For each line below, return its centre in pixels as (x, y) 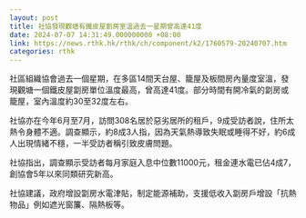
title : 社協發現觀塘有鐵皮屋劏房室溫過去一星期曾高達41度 (106, 26)
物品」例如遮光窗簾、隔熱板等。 (69, 204)
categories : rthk (42, 52)
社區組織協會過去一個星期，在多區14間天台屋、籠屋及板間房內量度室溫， (145, 79)
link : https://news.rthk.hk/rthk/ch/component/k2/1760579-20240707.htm (148, 43)
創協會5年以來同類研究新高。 (64, 174)
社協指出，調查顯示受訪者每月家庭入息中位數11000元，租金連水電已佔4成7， (153, 163)
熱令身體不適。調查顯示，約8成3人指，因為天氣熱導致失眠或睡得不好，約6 (148, 132)
